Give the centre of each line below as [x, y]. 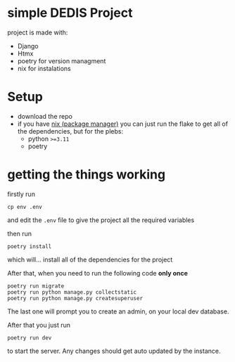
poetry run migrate [36, 286]
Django [28, 46]
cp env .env [25, 207]
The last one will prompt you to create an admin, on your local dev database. [118, 311]
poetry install [30, 246]
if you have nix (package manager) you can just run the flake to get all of [123, 124]
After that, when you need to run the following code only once [98, 273]
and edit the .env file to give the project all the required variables [101, 220]
